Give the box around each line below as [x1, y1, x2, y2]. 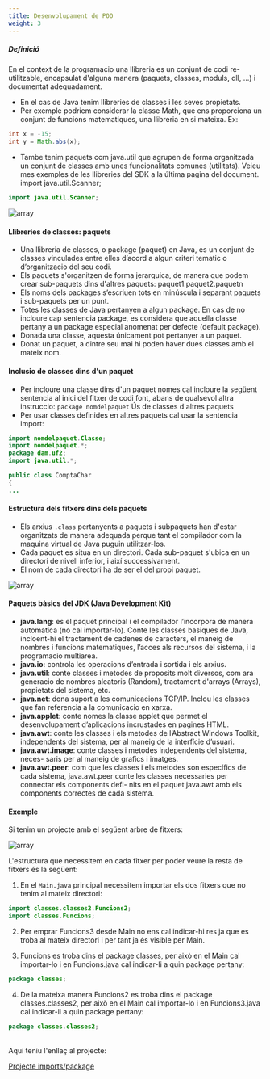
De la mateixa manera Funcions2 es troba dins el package [19, 989, 213, 999]
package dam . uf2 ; [8, 449, 67, 457]
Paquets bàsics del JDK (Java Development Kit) [8, 598, 172, 608]
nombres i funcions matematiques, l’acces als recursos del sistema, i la [19, 643, 256, 653]
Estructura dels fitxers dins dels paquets [8, 504, 147, 514]
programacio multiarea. [19, 651, 98, 661]
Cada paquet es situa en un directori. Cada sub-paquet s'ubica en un [19, 547, 250, 557]
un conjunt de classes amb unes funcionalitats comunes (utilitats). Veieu [19, 161, 261, 170]
